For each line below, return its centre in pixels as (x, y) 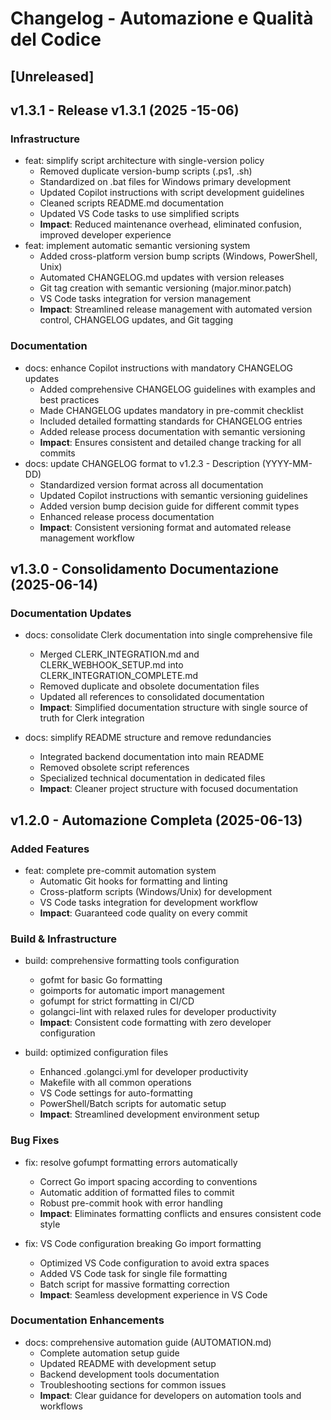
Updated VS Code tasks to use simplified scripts (139, 214)
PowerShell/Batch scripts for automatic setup (133, 1104)
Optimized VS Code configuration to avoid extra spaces (154, 1263)
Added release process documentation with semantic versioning (172, 431)
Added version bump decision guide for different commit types (169, 506)
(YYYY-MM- (287, 463)
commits (57, 453)
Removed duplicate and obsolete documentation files (149, 686)
